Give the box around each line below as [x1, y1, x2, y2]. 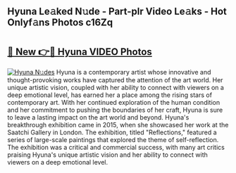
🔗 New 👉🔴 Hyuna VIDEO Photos [7, 46, 153, 58]
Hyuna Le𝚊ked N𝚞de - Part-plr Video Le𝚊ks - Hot [7, 6, 228, 18]
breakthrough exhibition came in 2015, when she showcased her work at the [7, 121, 229, 129]
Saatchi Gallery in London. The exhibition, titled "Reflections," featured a [7, 128, 217, 136]
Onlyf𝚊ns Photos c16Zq [7, 17, 113, 29]
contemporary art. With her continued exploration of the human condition [7, 98, 221, 106]
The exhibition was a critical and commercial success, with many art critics [7, 143, 225, 151]
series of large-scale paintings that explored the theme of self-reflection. [7, 136, 219, 143]
